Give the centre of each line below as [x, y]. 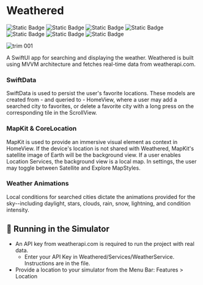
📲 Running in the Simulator [58, 229]
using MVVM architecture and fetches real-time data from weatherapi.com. [101, 64]
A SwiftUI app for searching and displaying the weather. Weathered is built [100, 57]
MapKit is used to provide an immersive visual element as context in [92, 142]
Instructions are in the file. [57, 263]
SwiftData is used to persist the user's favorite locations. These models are [101, 93]
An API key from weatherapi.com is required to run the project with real [105, 244]
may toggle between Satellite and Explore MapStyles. [73, 168]
